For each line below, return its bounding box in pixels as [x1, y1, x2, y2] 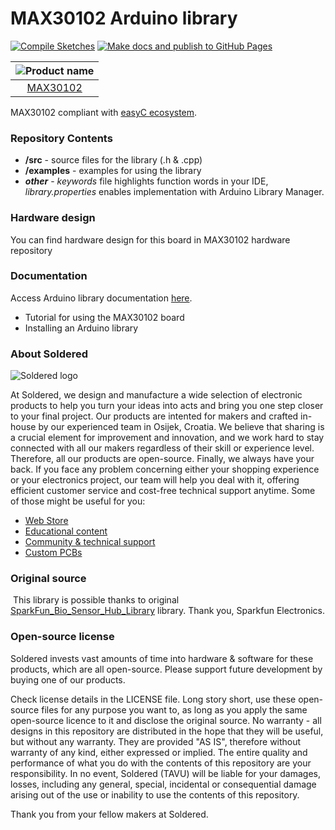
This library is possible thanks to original [12, 594, 180, 606]
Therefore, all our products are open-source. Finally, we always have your [10, 453, 315, 465]
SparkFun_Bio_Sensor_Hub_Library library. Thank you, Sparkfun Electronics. [10, 605, 325, 617]
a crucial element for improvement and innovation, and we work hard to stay [10, 432, 325, 444]
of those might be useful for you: [10, 495, 146, 507]
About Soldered [10, 347, 89, 361]
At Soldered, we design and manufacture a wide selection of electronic [10, 389, 303, 401]
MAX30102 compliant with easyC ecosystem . [10, 106, 198, 118]
